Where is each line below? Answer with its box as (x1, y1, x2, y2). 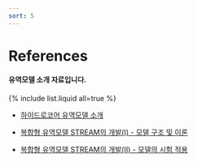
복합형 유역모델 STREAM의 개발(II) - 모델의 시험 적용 (20, 145, 189, 155)
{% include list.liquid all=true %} (8, 94, 116, 104)
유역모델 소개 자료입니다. (8, 75, 87, 85)
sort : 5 (8, 11, 35, 20)
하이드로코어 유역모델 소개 (20, 110, 104, 120)
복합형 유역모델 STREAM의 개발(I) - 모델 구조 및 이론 (20, 127, 189, 138)
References (8, 46, 88, 65)
